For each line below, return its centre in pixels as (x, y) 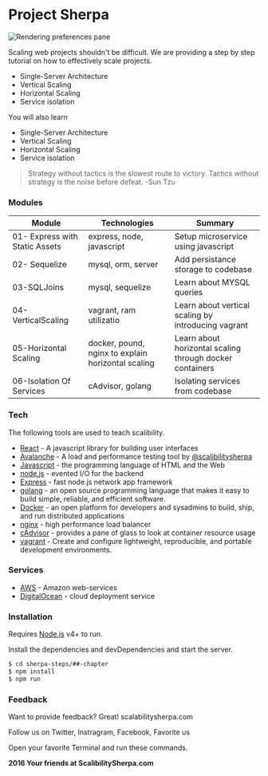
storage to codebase (213, 270)
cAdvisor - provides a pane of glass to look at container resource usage (138, 533)
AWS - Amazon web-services (68, 587)
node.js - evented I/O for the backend (82, 473)
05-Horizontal (39, 349)
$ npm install (32, 672)
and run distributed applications (72, 515)
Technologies (127, 223)
